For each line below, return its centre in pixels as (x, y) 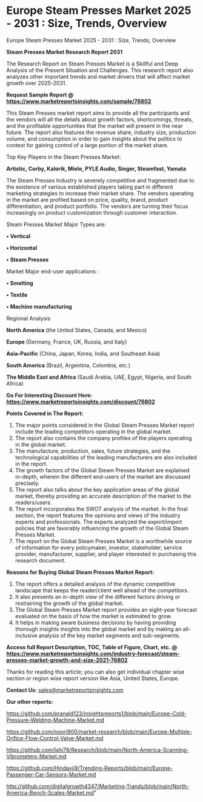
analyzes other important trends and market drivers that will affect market (98, 76)
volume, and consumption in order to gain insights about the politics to (94, 139)
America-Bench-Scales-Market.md (50, 792)
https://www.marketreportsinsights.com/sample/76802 (79, 101)
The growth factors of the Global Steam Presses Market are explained (102, 470)
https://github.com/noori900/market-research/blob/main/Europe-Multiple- (99, 732)
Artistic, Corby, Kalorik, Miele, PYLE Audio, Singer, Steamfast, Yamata (96, 169)
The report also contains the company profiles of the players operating (103, 438)
